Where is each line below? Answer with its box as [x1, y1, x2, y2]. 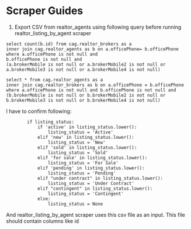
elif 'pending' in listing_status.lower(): [37, 165, 145, 171]
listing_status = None [47, 201, 103, 207]
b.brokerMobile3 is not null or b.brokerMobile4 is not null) [6, 97, 161, 103]
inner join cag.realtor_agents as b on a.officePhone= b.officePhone [6, 46, 179, 52]
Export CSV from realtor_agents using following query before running [14, 23, 182, 30]
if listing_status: [27, 119, 75, 125]
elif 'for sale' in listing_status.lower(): [37, 155, 148, 160]
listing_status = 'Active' [47, 129, 114, 135]
